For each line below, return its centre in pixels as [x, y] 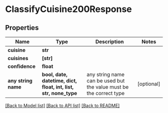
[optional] [149, 84]
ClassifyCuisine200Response [69, 9]
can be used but [106, 81]
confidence [22, 66]
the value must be [108, 87]
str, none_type [59, 93]
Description [109, 42]
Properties [22, 28]
